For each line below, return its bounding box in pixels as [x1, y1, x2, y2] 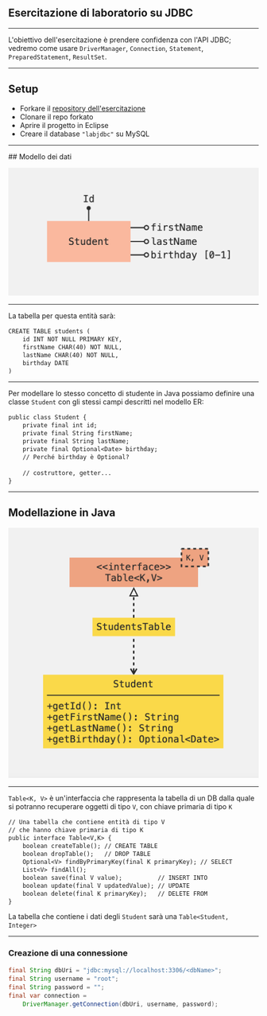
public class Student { [8, 414, 87, 422]
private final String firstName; [22, 430, 133, 438]
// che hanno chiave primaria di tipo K [8, 826, 145, 834]
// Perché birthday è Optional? [22, 454, 130, 461]
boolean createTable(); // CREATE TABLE [22, 842, 158, 850]
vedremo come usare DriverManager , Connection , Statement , [8, 43, 204, 53]
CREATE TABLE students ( [8, 328, 91, 336]
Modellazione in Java [8, 506, 116, 520]
